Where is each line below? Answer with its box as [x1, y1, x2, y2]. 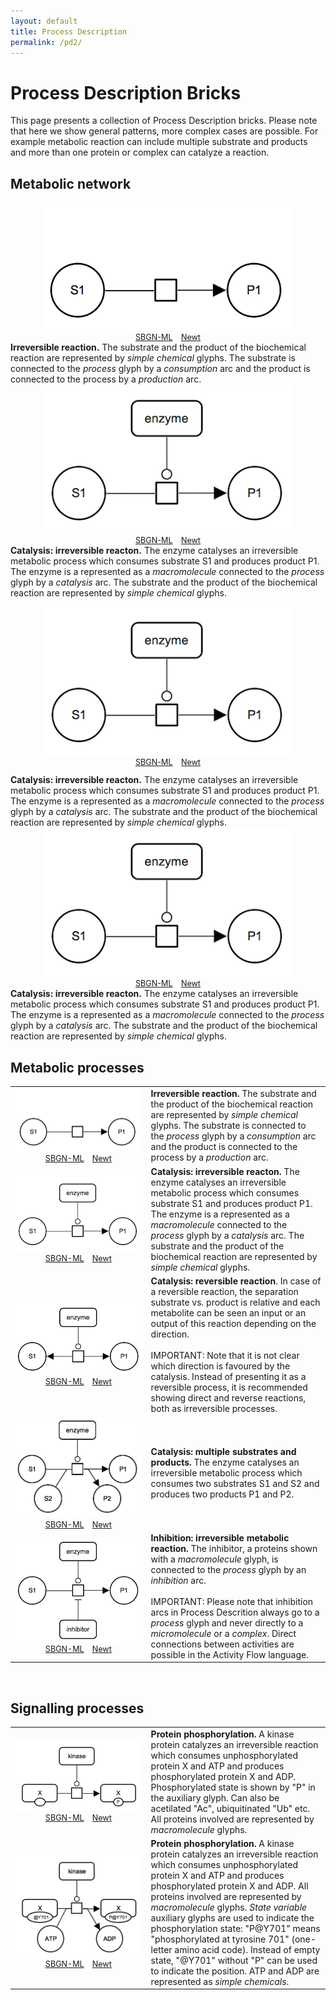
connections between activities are [150, 1638, 295, 1650]
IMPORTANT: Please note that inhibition [150, 1595, 314, 1607]
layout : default [10, 16, 78, 26]
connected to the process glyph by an [150, 1563, 307, 1575]
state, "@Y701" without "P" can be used [150, 1954, 318, 1966]
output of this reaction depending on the [150, 1318, 317, 1330]
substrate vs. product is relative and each [150, 1296, 321, 1309]
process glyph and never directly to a [150, 1616, 304, 1629]
